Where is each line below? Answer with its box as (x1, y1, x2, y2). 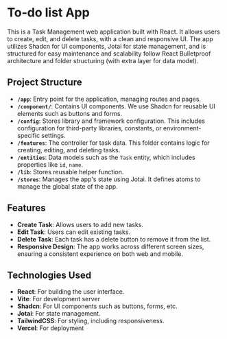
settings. (40, 131, 67, 139)
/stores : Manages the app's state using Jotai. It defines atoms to (16, 175, 201, 183)
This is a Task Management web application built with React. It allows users (7, 27, 221, 36)
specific (16, 131, 40, 139)
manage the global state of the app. (16, 182, 118, 190)
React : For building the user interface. (16, 288, 125, 296)
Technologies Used (7, 269, 91, 281)
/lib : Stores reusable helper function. (16, 167, 124, 176)
